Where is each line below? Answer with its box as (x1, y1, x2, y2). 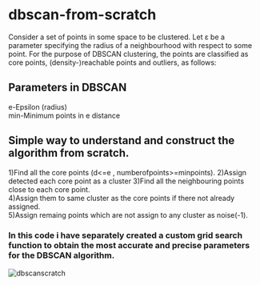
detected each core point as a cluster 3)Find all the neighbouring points (8, 176, 245, 186)
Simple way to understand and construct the (8, 134, 235, 147)
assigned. (8, 202, 41, 211)
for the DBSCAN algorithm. (8, 250, 115, 261)
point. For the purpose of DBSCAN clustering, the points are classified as (8, 49, 249, 58)
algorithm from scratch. (8, 147, 130, 160)
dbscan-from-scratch (8, 6, 157, 24)
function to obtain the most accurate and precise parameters (8, 240, 250, 251)
